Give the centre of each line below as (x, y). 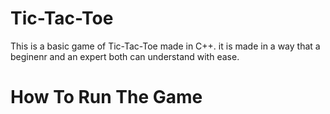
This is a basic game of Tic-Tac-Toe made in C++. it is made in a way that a (165, 46)
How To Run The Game (106, 97)
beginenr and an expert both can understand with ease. (125, 56)
